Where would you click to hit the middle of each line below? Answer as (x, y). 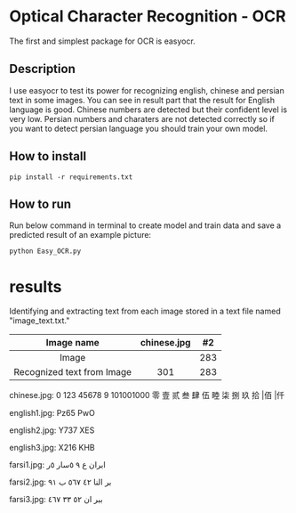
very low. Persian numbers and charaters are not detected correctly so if (142, 118)
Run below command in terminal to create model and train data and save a (145, 225)
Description (42, 69)
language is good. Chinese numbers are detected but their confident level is (148, 110)
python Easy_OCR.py (45, 251)
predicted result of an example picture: (80, 235)
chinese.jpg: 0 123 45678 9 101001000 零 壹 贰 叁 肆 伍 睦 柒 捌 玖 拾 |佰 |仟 (147, 395)
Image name (72, 343)
